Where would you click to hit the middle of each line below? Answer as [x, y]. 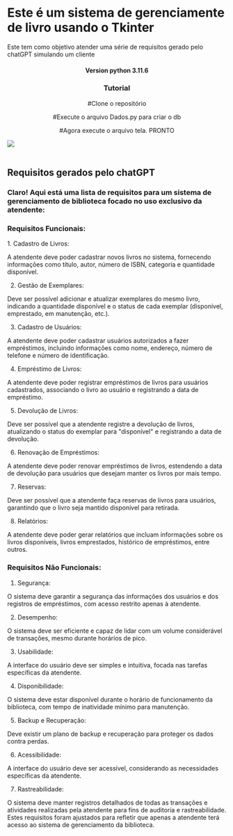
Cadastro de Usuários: [49, 327]
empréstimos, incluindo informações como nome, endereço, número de [110, 348]
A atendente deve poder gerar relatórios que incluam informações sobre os [115, 535]
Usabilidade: [35, 652]
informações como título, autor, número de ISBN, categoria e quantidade [111, 265]
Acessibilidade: [39, 755]
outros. [17, 550]
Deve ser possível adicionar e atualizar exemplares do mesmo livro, [104, 299]
